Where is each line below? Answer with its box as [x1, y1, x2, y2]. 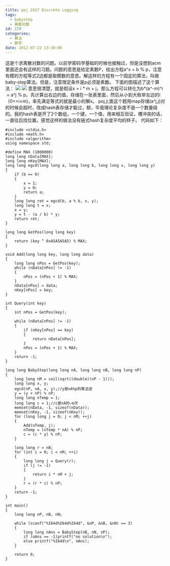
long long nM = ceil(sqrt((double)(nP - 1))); [14, 376, 115, 381]
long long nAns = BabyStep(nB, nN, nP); [23, 529, 110, 534]
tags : [5, 12, 17, 17]
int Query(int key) [5, 301, 47, 306]
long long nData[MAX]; [5, 154, 53, 159]
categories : [5, 31, 30, 36]
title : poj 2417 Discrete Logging [5, 7, 79, 13]
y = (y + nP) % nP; [14, 391, 56, 396]
